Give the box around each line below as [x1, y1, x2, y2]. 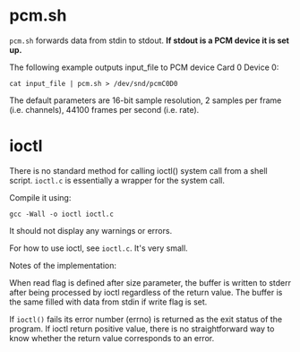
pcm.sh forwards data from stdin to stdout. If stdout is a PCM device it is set [9, 35, 289, 46]
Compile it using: [9, 192, 72, 202]
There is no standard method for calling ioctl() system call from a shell [9, 165, 268, 176]
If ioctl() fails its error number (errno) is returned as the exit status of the [9, 313, 283, 324]
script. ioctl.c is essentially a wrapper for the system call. [9, 175, 226, 185]
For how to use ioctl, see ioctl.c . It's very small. [9, 243, 188, 253]
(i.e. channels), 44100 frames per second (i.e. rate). [9, 104, 200, 115]
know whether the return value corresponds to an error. [9, 332, 215, 343]
